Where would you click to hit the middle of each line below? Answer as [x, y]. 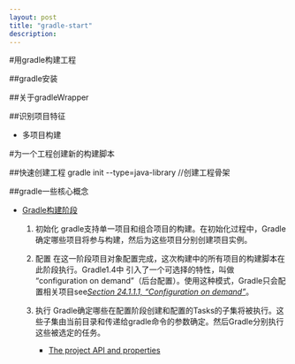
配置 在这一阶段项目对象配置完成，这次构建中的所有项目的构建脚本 [156, 259]
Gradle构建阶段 [49, 210]
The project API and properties [104, 351]
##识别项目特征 [38, 117]
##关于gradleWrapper [49, 97]
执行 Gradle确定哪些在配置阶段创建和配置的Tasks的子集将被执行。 [155, 311]
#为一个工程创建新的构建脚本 [62, 154]
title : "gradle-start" [51, 26]
